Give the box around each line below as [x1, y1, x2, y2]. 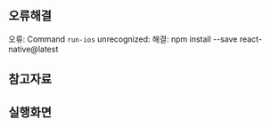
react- [239, 34, 262, 44]
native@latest [8, 44, 59, 54]
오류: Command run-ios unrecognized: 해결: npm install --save [8, 34, 238, 44]
